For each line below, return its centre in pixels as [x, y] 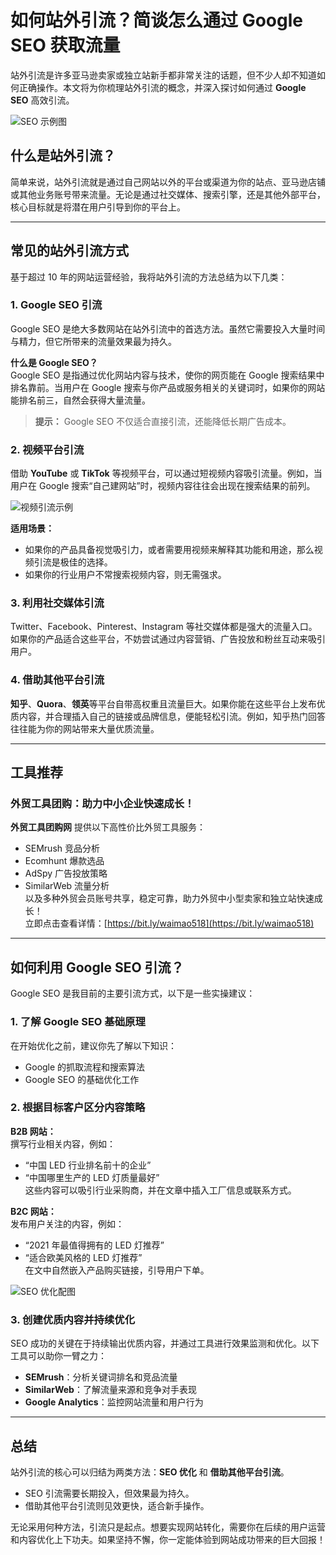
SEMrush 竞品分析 [62, 848]
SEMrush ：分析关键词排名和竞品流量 [101, 1377]
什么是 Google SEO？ [54, 362]
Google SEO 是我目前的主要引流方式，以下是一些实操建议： [133, 993]
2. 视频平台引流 [47, 449]
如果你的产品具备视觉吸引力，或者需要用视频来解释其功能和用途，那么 [169, 550]
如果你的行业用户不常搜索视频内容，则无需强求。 [125, 575]
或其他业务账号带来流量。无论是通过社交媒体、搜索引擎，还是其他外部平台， [168, 194]
